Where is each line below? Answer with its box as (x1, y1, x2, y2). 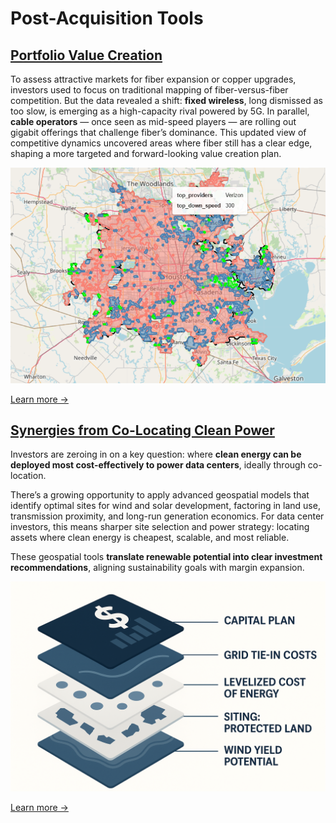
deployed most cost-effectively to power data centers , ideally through (10, 459, 306, 471)
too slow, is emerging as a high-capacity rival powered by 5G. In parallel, (10, 105, 310, 117)
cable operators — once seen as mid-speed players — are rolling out (10, 116, 297, 127)
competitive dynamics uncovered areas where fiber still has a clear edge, (10, 137, 313, 149)
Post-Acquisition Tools (10, 7, 204, 30)
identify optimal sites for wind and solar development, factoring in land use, (10, 500, 321, 512)
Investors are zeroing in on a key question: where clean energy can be (10, 448, 302, 461)
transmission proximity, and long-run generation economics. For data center (10, 510, 325, 522)
